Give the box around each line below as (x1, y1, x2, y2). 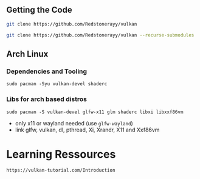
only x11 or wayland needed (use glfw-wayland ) (15, 119, 134, 127)
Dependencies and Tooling (6, 67, 87, 75)
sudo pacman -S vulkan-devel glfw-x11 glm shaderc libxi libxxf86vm (6, 109, 184, 115)
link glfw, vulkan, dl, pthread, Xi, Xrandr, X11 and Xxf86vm (15, 126, 160, 133)
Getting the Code (6, 5, 72, 15)
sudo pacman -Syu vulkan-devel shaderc (6, 81, 108, 87)
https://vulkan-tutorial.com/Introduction (6, 167, 116, 174)
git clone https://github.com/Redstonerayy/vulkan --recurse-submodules (6, 32, 195, 38)
